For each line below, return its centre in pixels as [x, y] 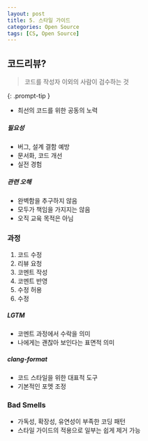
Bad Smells [27, 405]
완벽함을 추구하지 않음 [47, 200]
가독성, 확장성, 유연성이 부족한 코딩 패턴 [71, 421]
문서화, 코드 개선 [40, 156]
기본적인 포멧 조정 [42, 386]
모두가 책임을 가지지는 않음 [54, 209]
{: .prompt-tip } [29, 96]
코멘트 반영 [32, 281]
